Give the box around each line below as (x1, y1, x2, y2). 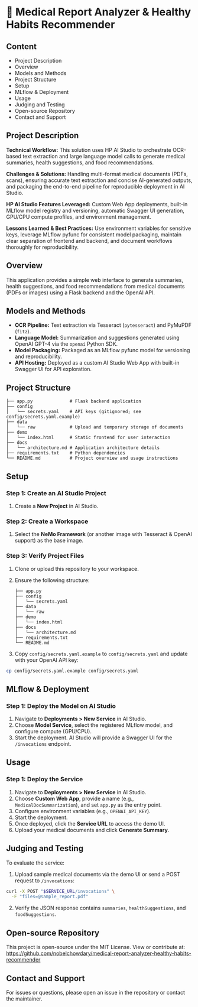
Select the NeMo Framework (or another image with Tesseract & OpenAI (14, 531, 192, 538)
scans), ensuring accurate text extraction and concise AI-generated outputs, (6, 177, 193, 184)
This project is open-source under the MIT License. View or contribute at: (6, 944, 185, 951)
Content (6, 41, 37, 51)
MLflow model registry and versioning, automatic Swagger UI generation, (6, 207, 185, 214)
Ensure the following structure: (14, 576, 90, 584)
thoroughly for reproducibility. (6, 243, 79, 251)
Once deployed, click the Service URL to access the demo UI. (14, 820, 165, 827)
